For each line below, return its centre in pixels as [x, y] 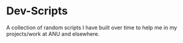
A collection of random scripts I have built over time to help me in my [92, 27]
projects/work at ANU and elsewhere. [53, 33]
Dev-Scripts [37, 11]
